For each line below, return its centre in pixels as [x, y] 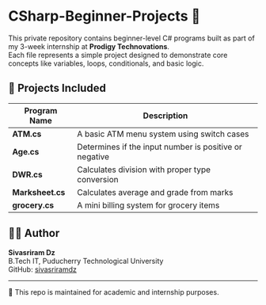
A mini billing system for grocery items [148, 205]
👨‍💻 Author [34, 233]
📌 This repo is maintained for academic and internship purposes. [114, 292]
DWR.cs [27, 174]
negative [93, 156]
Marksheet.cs [39, 192]
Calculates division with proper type [144, 170]
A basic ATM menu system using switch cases [163, 134]
